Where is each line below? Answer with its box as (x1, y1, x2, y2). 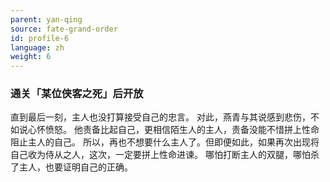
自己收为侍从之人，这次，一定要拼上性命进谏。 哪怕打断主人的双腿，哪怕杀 (10, 149, 320, 161)
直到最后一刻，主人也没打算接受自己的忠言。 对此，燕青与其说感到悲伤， (10, 111, 311, 123)
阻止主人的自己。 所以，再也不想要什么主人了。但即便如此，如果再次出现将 (10, 136, 320, 148)
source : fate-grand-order (10, 24, 118, 34)
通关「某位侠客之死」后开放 (10, 87, 144, 101)
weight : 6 (10, 52, 52, 62)
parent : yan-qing (10, 14, 83, 25)
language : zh (10, 42, 65, 53)
